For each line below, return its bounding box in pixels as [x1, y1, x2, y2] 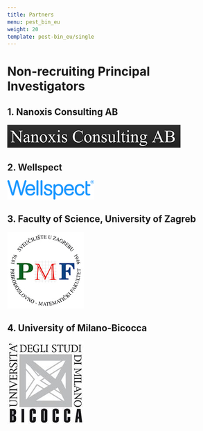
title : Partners [7, 11, 54, 18]
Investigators [7, 78, 85, 94]
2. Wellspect [7, 161, 62, 173]
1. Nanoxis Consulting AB [7, 106, 118, 118]
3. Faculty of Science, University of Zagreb [7, 213, 196, 225]
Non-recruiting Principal [7, 64, 150, 80]
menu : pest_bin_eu [7, 18, 60, 26]
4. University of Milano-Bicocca [7, 322, 148, 334]
